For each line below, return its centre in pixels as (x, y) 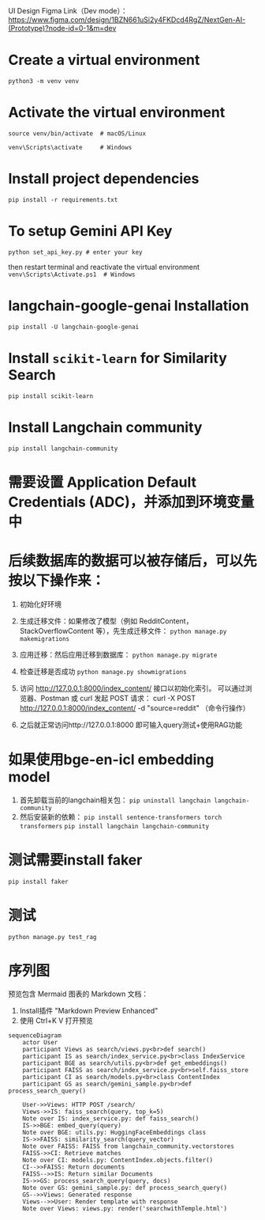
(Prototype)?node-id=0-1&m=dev (62, 28)
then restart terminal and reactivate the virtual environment (104, 267)
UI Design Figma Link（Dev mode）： (68, 11)
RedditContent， (166, 621)
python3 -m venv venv (44, 81)
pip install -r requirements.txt (63, 199)
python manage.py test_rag (52, 937)
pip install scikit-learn (50, 396)
